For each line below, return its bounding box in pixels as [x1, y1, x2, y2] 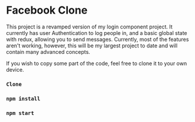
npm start [6, 110, 34, 116]
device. [6, 66, 24, 73]
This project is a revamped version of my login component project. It [6, 23, 173, 30]
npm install [6, 95, 41, 102]
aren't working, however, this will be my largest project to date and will [6, 42, 178, 49]
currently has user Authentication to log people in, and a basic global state [6, 29, 187, 36]
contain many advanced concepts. [6, 48, 90, 55]
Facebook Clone [6, 4, 87, 17]
